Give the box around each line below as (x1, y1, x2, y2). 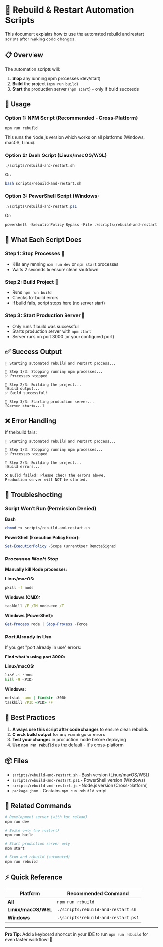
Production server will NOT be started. (5, 477, 88, 482)
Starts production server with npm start (12, 329, 92, 334)
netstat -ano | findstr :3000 (5, 696, 66, 700)
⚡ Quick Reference (5, 873, 63, 882)
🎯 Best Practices (5, 714, 56, 722)
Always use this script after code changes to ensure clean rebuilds (12, 726, 148, 733)
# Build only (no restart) (5, 828, 60, 833)
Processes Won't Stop (5, 555, 59, 562)
